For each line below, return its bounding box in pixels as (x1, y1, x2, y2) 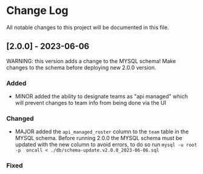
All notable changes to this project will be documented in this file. (6, 24, 170, 31)
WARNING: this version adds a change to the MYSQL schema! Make (6, 57, 176, 64)
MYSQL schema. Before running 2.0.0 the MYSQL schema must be (15, 135, 183, 142)
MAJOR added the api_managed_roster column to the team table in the (15, 128, 189, 135)
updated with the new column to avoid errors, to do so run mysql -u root (15, 141, 198, 149)
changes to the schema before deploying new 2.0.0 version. (6, 64, 156, 71)
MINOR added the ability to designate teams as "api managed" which (15, 93, 188, 100)
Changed (6, 114, 35, 122)
